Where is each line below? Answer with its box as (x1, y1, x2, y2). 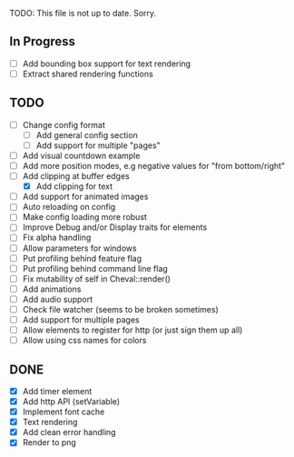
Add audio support (22, 293, 93, 304)
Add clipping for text (35, 181, 113, 192)
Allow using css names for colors (22, 335, 147, 346)
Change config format (22, 119, 106, 130)
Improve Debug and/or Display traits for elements (22, 222, 208, 233)
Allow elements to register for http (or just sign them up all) (22, 324, 243, 335)
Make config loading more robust (22, 212, 148, 223)
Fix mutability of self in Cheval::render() (22, 273, 171, 284)
